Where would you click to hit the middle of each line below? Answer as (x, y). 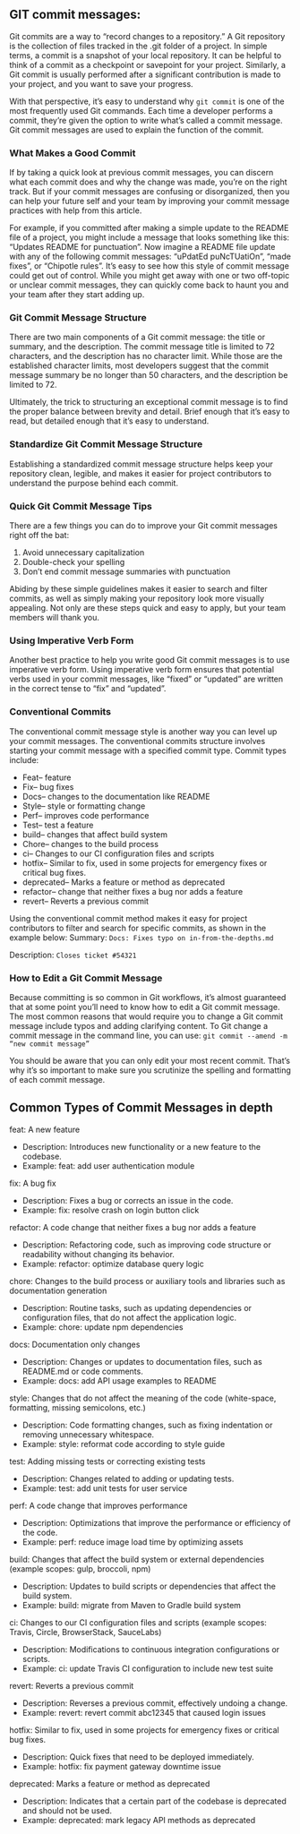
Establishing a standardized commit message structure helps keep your (141, 464)
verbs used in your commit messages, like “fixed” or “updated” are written (146, 679)
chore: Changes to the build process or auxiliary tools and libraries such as (147, 1281)
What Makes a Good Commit (73, 153)
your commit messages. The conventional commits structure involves (137, 741)
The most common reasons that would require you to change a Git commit (146, 1016)
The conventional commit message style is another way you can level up (143, 731)
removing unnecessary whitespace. (88, 1434)
